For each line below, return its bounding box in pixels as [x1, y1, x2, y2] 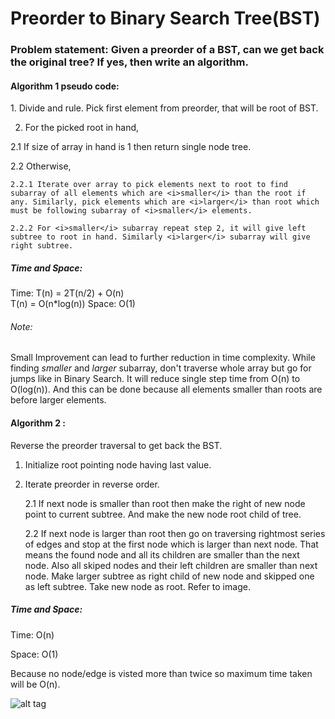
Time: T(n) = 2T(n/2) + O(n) [10, 287, 125, 299]
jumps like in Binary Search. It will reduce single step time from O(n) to [10, 373, 301, 385]
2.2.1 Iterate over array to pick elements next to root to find [10, 180, 288, 190]
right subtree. [10, 241, 74, 251]
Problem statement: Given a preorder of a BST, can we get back [10, 43, 325, 57]
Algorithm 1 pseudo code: [10, 80, 120, 92]
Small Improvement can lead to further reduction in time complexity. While [10, 352, 316, 364]
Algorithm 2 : [10, 417, 67, 429]
